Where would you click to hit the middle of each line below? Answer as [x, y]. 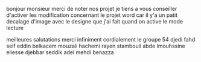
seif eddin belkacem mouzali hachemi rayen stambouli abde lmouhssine [96, 46]
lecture [15, 28]
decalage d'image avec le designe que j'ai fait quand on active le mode [94, 21]
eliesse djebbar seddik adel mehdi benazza [60, 52]
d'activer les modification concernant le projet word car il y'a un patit [92, 15]
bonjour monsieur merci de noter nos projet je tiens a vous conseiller [92, 9]
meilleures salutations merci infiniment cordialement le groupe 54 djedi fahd [101, 39]
